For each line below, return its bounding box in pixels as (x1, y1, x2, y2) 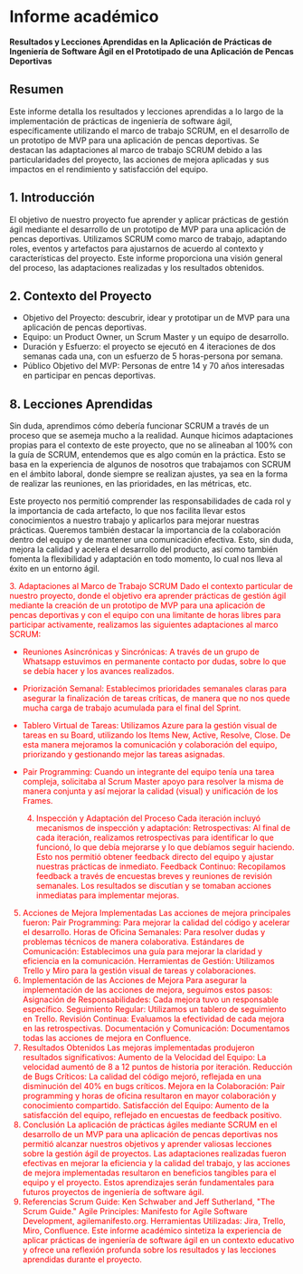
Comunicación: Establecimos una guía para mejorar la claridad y (22, 946, 263, 957)
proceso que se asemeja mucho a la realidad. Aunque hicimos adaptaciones (9, 430, 294, 441)
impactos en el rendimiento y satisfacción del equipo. (9, 163, 209, 174)
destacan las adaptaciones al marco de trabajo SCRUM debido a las (9, 144, 262, 155)
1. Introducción (9, 190, 95, 206)
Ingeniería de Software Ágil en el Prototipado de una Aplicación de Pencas (9, 45, 294, 56)
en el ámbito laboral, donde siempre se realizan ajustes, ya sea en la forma (9, 468, 288, 479)
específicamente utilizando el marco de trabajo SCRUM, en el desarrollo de (9, 125, 289, 136)
